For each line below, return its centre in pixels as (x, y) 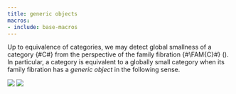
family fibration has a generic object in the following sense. (94, 70)
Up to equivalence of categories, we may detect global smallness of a (109, 47)
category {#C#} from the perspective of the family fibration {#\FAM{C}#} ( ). (118, 54)
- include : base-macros (43, 27)
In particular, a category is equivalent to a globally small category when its (116, 62)
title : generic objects (43, 14)
